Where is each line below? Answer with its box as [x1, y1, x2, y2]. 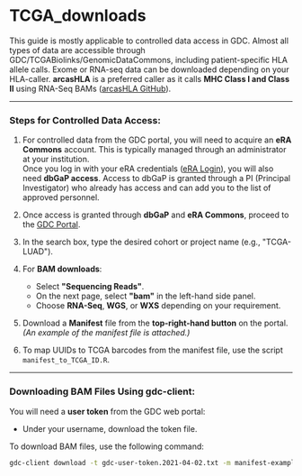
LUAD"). [22, 246, 54, 257]
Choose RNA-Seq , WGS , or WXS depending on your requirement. [35, 300, 281, 311]
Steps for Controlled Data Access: [9, 114, 162, 126]
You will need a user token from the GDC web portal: [9, 406, 206, 416]
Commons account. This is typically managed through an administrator [22, 144, 287, 155]
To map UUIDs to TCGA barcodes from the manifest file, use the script [22, 344, 283, 356]
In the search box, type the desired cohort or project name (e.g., [22, 236, 261, 248]
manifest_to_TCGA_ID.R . [22, 354, 111, 365]
